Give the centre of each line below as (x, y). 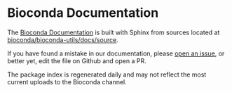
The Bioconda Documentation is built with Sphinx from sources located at (114, 32)
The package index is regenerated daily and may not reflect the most (107, 74)
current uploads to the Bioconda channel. (67, 81)
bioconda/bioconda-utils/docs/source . (63, 39)
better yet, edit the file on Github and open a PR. (77, 60)
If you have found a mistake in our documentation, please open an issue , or (116, 53)
